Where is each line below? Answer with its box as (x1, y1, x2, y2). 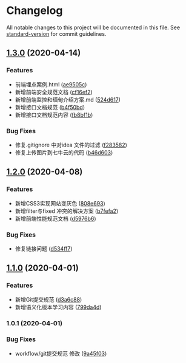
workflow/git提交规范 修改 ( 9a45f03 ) (15, 350, 107, 357)
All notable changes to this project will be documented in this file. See (6, 24, 181, 31)
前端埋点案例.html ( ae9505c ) (15, 80, 87, 88)
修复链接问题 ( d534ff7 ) (15, 244, 73, 252)
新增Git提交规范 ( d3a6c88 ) (15, 296, 82, 303)
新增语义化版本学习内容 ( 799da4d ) (15, 303, 102, 311)
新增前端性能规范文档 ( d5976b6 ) (15, 215, 96, 222)
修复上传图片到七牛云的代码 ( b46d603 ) (15, 148, 113, 156)
